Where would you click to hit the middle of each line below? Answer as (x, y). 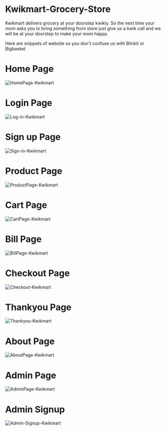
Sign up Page (33, 137)
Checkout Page (37, 273)
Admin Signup (35, 409)
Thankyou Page (38, 307)
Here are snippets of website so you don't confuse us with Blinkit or (75, 43)
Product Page (34, 171)
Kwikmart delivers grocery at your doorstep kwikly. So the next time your (80, 23)
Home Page (29, 69)
